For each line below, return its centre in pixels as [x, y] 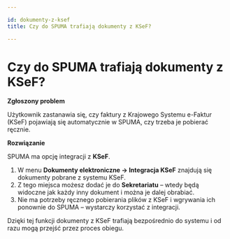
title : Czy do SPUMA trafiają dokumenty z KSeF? [79, 26]
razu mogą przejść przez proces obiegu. [66, 229]
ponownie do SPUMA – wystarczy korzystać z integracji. [99, 208]
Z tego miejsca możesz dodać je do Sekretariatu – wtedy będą [108, 185]
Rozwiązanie [26, 143]
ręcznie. [19, 129]
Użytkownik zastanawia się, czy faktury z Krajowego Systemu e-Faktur [109, 115]
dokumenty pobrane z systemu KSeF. [71, 178]
